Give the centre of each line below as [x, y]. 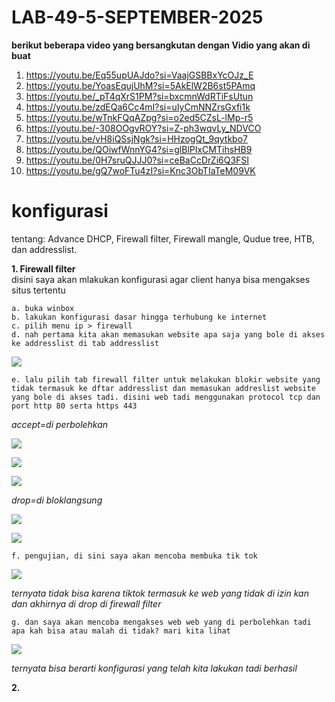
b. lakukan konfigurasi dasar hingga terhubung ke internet [139, 317]
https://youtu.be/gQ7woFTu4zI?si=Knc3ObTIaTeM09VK [140, 170]
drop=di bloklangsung [57, 500]
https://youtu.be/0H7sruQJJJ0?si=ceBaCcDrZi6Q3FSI [137, 160]
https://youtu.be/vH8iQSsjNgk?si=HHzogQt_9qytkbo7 [136, 138]
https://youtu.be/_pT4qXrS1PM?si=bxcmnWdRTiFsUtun [139, 96]
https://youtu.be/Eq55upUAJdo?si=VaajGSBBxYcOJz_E [139, 75]
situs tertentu [38, 290]
